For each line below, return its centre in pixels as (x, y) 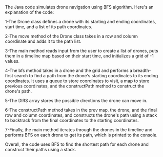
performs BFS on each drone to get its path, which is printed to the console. (81, 135)
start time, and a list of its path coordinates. (49, 27)
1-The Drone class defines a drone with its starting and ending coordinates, (81, 22)
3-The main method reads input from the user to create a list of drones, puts (82, 51)
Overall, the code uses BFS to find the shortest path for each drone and (77, 144)
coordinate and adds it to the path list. (43, 41)
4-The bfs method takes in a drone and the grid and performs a (69, 70)
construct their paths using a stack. (41, 149)
